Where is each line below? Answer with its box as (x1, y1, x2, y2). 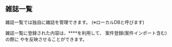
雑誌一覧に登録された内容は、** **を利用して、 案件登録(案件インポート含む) (5, 30, 167, 36)
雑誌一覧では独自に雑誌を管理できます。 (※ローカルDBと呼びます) (5, 19, 145, 25)
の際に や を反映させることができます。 (5, 36, 87, 42)
